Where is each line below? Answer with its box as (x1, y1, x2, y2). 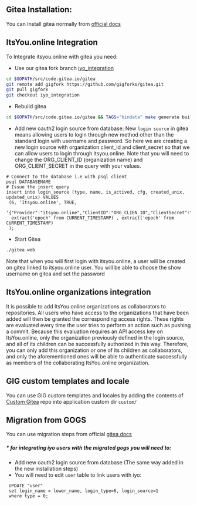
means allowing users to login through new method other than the (14, 131, 174, 138)
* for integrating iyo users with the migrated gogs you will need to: (6, 444, 172, 451)
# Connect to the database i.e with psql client (6, 174, 127, 180)
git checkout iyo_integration (6, 92, 80, 98)
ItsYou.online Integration (6, 38, 98, 48)
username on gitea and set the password (6, 270, 106, 277)
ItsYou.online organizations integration (6, 287, 151, 297)
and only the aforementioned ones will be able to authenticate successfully (6, 353, 188, 360)
